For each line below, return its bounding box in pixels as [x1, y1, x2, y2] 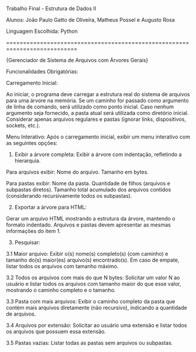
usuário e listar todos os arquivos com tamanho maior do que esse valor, [6, 280, 181, 287]
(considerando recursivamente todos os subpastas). [6, 192, 132, 199]
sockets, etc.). [6, 122, 40, 128]
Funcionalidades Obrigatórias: [6, 68, 78, 75]
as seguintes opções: [6, 140, 58, 146]
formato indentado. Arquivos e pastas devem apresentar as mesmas [6, 221, 171, 228]
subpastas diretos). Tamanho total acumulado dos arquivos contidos [6, 186, 171, 193]
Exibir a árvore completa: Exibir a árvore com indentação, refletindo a [14, 151, 182, 158]
